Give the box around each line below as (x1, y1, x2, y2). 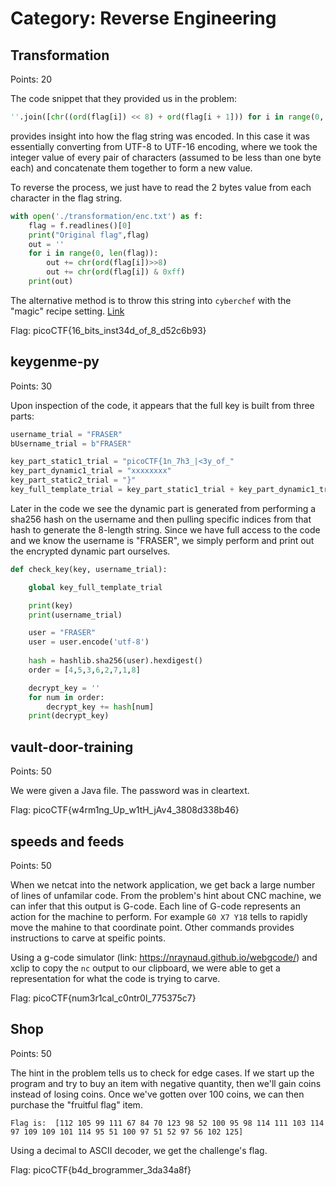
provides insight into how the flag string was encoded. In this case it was (10, 130, 311, 142)
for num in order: (28, 692, 105, 702)
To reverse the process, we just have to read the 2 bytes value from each (10, 181, 312, 193)
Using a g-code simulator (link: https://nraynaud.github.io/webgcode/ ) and (10, 951, 318, 963)
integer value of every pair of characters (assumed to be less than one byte (10, 151, 322, 163)
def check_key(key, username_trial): (10, 564, 168, 574)
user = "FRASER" (28, 628, 97, 638)
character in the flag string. (10, 192, 123, 204)
